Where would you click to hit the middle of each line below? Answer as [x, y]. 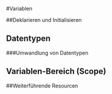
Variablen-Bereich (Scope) [56, 71]
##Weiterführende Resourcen [42, 86]
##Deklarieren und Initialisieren [44, 20]
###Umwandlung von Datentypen [47, 53]
